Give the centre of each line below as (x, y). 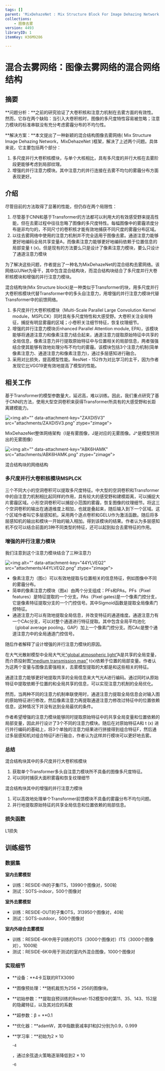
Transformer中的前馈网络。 (33, 300)
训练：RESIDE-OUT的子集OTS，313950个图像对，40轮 (68, 912)
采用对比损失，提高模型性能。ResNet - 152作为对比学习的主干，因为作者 (85, 359)
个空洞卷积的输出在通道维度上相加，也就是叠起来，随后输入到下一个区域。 (80, 508)
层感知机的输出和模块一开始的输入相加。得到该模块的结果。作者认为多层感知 (82, 521)
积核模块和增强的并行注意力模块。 (40, 276)
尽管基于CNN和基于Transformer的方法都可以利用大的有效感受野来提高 (83, 217)
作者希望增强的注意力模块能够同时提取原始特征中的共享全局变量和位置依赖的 (82, 717)
